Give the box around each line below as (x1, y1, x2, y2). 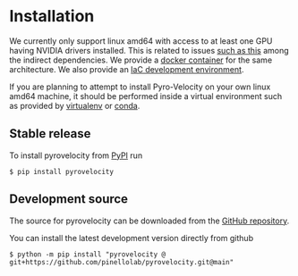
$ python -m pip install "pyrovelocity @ (9, 249, 166, 259)
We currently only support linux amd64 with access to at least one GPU (9, 35, 273, 46)
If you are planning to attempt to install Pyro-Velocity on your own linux (9, 81, 271, 92)
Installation (9, 6, 95, 27)
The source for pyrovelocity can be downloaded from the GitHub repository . (9, 215, 290, 226)
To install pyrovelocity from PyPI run (9, 150, 143, 161)
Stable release (9, 126, 91, 141)
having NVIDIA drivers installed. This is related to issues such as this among (9, 45, 289, 55)
